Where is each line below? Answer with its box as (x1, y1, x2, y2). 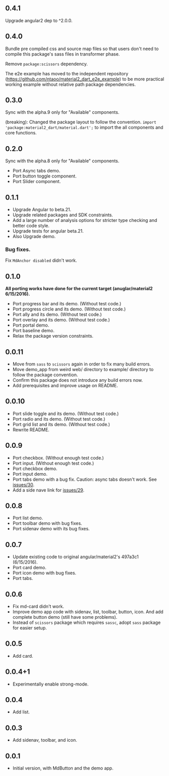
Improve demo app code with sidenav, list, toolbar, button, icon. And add (12, 609, 164, 615)
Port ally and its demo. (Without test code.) (12, 311, 102, 317)
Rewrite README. (12, 427, 49, 433)
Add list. (12, 709, 30, 715)
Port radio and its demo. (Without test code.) (12, 416, 105, 422)
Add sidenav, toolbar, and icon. (12, 737, 77, 743)
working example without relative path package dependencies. (5, 81, 136, 87)
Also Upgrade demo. (12, 234, 56, 240)
